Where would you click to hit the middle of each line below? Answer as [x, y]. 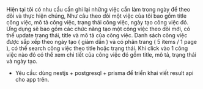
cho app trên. [32, 80]
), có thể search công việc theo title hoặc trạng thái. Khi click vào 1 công [97, 48]
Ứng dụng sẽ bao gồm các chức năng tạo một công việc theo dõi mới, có [98, 29]
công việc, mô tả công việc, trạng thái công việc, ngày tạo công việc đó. [98, 22]
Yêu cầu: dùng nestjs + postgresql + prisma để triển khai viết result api [104, 73]
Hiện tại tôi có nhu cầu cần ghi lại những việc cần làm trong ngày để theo [98, 9]
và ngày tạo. [22, 61]
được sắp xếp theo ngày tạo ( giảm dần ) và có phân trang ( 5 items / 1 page [102, 42]
